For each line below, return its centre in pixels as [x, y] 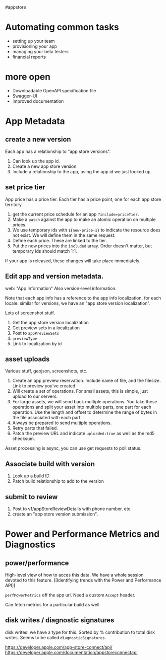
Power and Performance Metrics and [82, 534]
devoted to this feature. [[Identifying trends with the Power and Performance [83, 580]
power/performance [37, 563]
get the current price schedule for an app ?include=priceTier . [76, 214]
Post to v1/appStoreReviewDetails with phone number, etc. [72, 509]
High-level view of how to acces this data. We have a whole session [74, 575]
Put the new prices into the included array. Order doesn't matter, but [82, 246]
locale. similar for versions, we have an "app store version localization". [78, 303]
